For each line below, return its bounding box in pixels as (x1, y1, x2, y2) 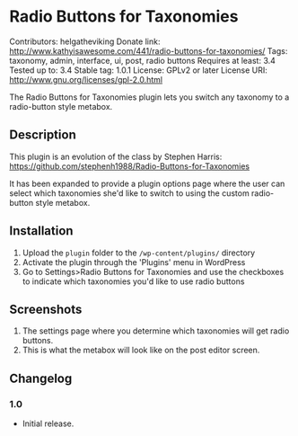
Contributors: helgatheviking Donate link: (9, 36, 161, 47)
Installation (9, 223, 74, 239)
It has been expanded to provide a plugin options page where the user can (9, 178, 285, 189)
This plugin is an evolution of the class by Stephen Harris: (9, 151, 223, 162)
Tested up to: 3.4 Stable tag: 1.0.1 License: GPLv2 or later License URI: (9, 65, 267, 76)
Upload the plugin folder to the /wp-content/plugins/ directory (22, 247, 256, 258)
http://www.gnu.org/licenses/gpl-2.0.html (9, 74, 163, 85)
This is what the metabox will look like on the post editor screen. (22, 344, 260, 356)
